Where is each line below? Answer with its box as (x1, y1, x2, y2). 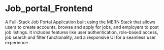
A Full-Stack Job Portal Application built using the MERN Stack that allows (5, 19, 156, 25)
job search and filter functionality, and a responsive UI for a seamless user (5, 34, 156, 40)
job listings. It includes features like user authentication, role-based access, (5, 29, 159, 35)
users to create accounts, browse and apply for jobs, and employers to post (5, 24, 159, 30)
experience (5, 39, 28, 45)
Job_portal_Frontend (5, 3, 93, 14)
